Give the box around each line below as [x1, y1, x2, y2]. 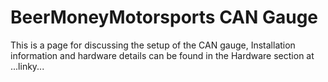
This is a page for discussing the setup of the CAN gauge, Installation [10, 39, 296, 51]
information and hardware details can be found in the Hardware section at [10, 49, 315, 61]
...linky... [10, 60, 45, 72]
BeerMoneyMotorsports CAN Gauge [10, 6, 319, 29]
